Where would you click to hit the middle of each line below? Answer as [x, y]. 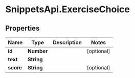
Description [67, 43]
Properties [22, 28]
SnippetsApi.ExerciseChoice [68, 9]
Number [38, 51]
